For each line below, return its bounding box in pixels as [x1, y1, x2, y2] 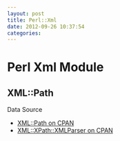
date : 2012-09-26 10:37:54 [7, 23, 85, 30]
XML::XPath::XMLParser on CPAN [17, 126, 114, 135]
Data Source [7, 106, 43, 114]
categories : [7, 29, 41, 37]
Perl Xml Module [7, 60, 104, 75]
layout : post [7, 10, 45, 17]
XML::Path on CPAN [17, 119, 74, 127]
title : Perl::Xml [7, 17, 57, 24]
